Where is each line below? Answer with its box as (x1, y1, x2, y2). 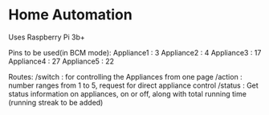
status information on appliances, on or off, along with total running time (8, 88, 247, 98)
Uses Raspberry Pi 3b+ (8, 32, 86, 42)
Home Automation (8, 6, 132, 24)
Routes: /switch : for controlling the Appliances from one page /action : (8, 72, 243, 81)
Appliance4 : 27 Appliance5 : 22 (8, 56, 115, 66)
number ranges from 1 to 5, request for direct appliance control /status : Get (8, 80, 259, 90)
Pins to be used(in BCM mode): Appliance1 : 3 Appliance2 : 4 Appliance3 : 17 (8, 47, 262, 57)
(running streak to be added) (8, 97, 104, 107)
